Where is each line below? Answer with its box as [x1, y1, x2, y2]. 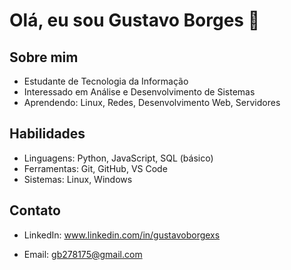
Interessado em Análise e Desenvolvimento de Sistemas [23, 86, 256, 98]
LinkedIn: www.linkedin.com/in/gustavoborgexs [23, 229, 221, 241]
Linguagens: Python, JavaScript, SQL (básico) [23, 152, 214, 164]
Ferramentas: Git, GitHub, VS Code [23, 162, 168, 174]
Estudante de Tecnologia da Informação [23, 75, 189, 87]
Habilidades [9, 125, 86, 143]
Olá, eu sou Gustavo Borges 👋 [9, 9, 261, 32]
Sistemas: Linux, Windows [23, 173, 133, 185]
